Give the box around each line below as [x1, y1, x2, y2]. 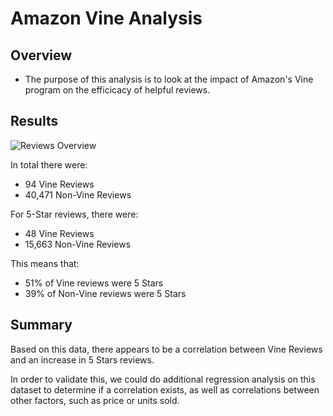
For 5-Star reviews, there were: [10, 208, 139, 220]
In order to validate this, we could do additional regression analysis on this [10, 373, 316, 385]
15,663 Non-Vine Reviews [24, 238, 132, 250]
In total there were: [10, 158, 88, 171]
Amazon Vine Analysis [10, 7, 203, 30]
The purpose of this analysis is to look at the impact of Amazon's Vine [24, 73, 314, 85]
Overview [10, 47, 73, 64]
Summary [10, 317, 73, 334]
